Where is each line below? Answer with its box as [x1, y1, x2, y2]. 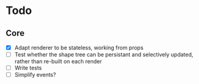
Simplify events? [14, 71, 56, 79]
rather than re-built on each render [14, 58, 102, 65]
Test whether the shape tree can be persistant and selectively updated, [14, 51, 194, 58]
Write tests [14, 65, 42, 72]
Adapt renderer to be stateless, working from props [14, 44, 144, 51]
